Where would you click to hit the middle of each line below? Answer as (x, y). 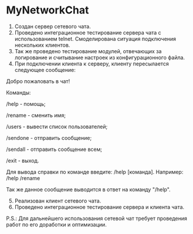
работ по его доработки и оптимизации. (56, 224)
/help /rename (23, 178)
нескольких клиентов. (42, 45)
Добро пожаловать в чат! (38, 81)
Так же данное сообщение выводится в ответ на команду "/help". (89, 189)
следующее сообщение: (45, 70)
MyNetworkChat (48, 10)
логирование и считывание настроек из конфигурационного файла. (100, 57)
